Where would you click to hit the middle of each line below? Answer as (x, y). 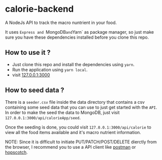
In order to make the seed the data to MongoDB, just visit (62, 112)
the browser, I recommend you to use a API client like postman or (71, 147)
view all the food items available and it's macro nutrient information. (73, 132)
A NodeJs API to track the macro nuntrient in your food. (61, 23)
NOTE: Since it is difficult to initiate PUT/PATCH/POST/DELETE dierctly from (81, 142)
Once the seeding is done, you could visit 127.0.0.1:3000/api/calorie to (78, 127)
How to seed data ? (35, 90)
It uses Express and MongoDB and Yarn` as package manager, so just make (80, 32)
